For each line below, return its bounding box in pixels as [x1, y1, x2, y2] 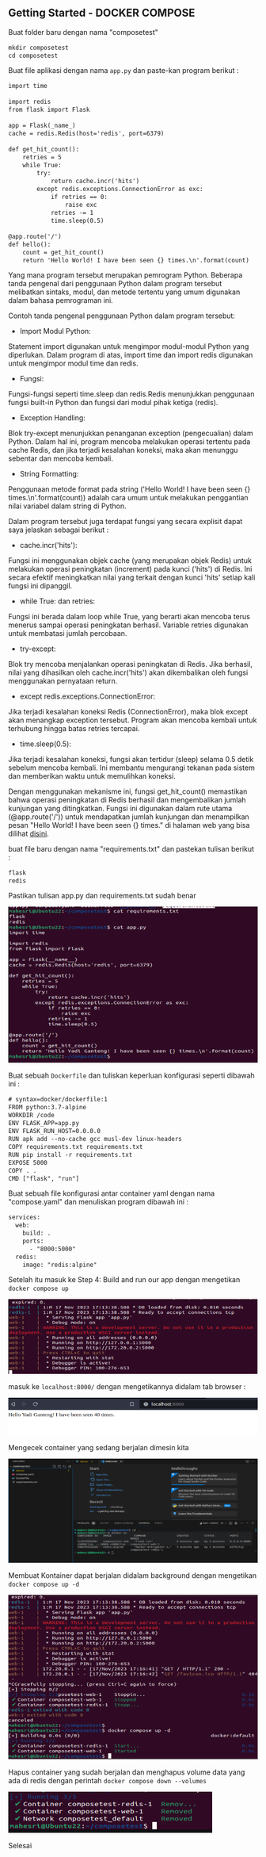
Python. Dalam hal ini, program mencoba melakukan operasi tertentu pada [8, 436, 251, 446]
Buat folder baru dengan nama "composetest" [8, 27, 158, 36]
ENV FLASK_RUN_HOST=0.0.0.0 [8, 1127, 101, 1135]
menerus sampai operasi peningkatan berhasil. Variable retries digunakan [8, 620, 249, 630]
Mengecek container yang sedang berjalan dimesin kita [8, 1442, 189, 1452]
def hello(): [8, 240, 51, 248]
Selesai [8, 1841, 32, 1851]
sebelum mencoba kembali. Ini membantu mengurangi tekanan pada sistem [8, 763, 255, 772]
